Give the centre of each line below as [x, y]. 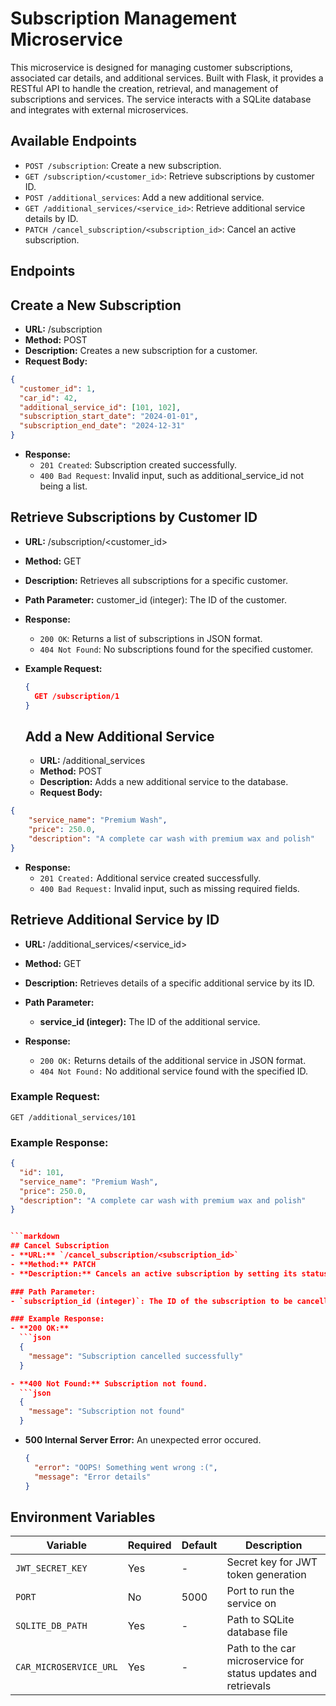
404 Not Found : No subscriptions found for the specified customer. [176, 649]
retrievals [249, 1686]
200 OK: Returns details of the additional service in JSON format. [173, 1060]
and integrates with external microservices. [99, 109]
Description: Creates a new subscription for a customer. [141, 350]
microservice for [265, 1661]
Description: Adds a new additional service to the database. [164, 782]
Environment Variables [83, 1517]
